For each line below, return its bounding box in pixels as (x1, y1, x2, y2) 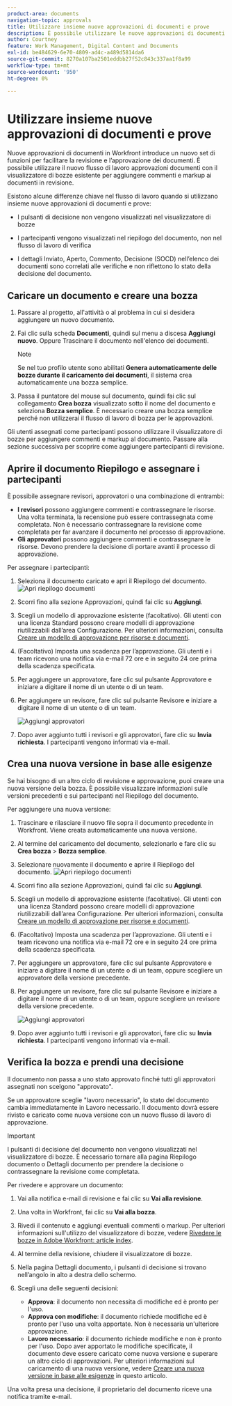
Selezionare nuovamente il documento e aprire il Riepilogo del (17, 860, 194, 868)
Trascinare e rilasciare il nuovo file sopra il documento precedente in (17, 818, 214, 826)
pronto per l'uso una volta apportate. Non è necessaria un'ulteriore (27, 1320, 219, 1328)
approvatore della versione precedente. (17, 973, 131, 982)
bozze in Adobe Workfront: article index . (17, 1236, 133, 1244)
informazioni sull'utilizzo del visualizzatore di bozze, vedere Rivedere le (17, 1228, 222, 1237)
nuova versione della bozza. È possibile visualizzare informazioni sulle (7, 784, 208, 792)
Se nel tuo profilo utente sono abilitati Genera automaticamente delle (17, 364, 217, 372)
